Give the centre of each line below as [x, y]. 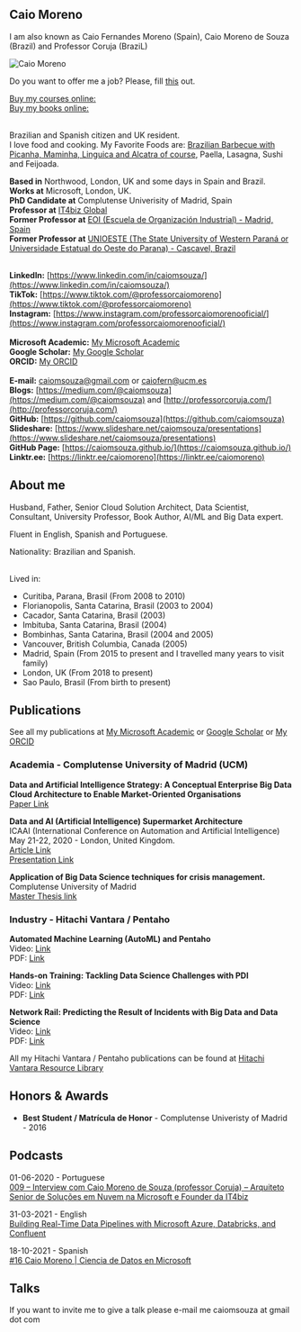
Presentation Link [42, 859]
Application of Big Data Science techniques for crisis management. [137, 876]
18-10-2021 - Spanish [49, 1250]
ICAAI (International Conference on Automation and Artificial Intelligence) [145, 830]
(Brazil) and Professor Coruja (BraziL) [79, 46]
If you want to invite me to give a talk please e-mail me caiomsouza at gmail [150, 1310]
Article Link [30, 849]
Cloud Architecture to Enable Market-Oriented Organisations [125, 794]
